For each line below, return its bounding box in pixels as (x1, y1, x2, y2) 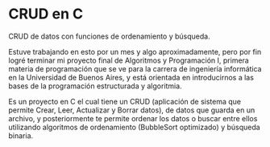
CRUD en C (8, 5, 83, 23)
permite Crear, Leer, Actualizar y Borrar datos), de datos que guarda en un (8, 105, 255, 115)
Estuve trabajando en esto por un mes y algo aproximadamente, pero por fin (8, 47, 262, 56)
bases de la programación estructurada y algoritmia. (8, 81, 183, 91)
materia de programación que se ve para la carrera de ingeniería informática (8, 63, 262, 73)
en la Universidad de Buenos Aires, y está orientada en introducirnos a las (8, 72, 254, 82)
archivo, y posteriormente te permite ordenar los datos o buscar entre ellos (8, 113, 258, 123)
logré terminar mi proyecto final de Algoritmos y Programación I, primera (8, 55, 250, 65)
